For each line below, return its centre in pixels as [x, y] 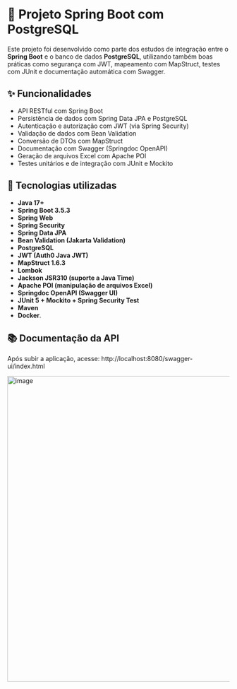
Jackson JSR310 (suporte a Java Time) [76, 278]
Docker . [29, 315]
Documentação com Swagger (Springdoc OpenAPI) [92, 148]
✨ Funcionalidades [49, 94]
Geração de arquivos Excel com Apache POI [82, 155]
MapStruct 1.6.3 [41, 263]
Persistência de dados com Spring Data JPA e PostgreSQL [102, 118]
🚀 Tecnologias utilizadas [62, 185]
